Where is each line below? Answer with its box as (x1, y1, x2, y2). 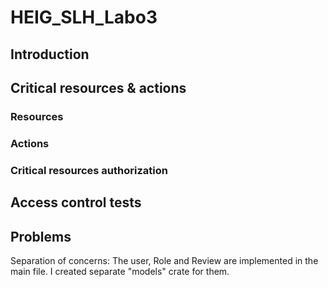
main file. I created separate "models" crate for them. (10, 265, 230, 277)
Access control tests (10, 194, 142, 211)
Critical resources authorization (10, 163, 168, 177)
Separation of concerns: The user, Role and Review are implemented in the (10, 254, 319, 266)
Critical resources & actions (10, 79, 187, 96)
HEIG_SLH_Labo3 (10, 6, 158, 29)
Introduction (10, 46, 90, 63)
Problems (10, 228, 72, 245)
